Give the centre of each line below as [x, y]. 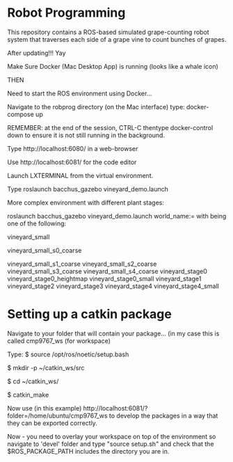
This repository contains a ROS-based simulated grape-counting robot [109, 32]
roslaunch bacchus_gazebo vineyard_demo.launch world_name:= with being [117, 216]
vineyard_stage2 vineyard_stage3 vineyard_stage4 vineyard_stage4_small [113, 286]
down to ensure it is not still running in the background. [86, 135]
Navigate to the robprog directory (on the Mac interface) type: [96, 106]
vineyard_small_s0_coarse [45, 250]
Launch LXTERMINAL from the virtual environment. [80, 175]
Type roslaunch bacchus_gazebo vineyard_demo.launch [88, 189]
